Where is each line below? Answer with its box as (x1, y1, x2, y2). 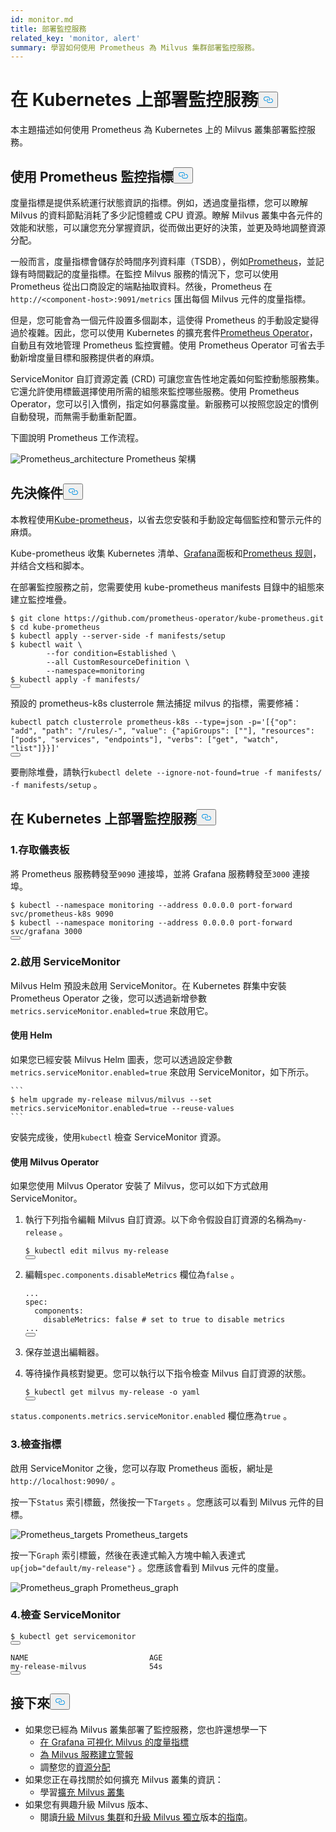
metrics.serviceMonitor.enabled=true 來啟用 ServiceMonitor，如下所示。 (10, 1066, 315, 1078)
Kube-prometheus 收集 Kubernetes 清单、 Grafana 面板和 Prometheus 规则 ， (10, 547, 322, 559)
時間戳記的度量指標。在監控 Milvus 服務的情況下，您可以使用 (27, 268, 279, 280)
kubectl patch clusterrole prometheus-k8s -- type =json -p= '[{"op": (10, 717, 298, 727)
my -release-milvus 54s (10, 1661, 163, 1671)
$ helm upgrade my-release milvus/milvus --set (10, 1095, 213, 1105)
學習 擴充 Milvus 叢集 (39, 1786, 125, 1798)
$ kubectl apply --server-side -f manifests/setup (10, 631, 226, 641)
